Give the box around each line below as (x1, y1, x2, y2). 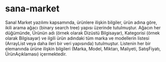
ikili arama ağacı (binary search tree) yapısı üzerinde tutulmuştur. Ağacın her (5, 24, 161, 30)
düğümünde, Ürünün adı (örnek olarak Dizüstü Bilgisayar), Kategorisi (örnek (5, 30, 160, 36)
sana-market (5, 3, 59, 14)
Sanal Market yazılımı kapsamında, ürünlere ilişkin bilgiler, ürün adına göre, (5, 19, 158, 25)
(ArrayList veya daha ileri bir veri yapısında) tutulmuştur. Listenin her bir (5, 40, 151, 46)
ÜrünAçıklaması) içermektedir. (5, 51, 67, 57)
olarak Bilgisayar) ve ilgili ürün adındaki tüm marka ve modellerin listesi (5, 35, 150, 41)
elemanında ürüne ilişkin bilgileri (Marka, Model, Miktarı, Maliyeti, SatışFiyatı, (5, 46, 161, 52)
